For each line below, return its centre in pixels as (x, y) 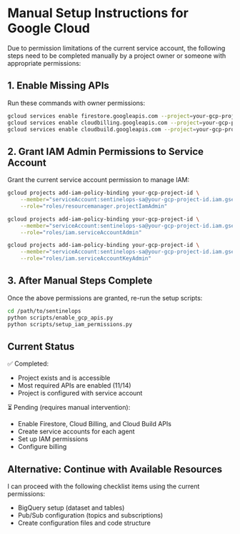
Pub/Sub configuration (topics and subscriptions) (90, 515)
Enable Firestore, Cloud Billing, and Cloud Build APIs (94, 424)
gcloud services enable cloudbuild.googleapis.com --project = (102, 129)
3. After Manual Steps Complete (80, 281)
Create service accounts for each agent (76, 432)
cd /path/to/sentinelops (44, 311)
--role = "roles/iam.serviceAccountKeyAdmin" (86, 258)
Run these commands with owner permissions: (76, 103)
